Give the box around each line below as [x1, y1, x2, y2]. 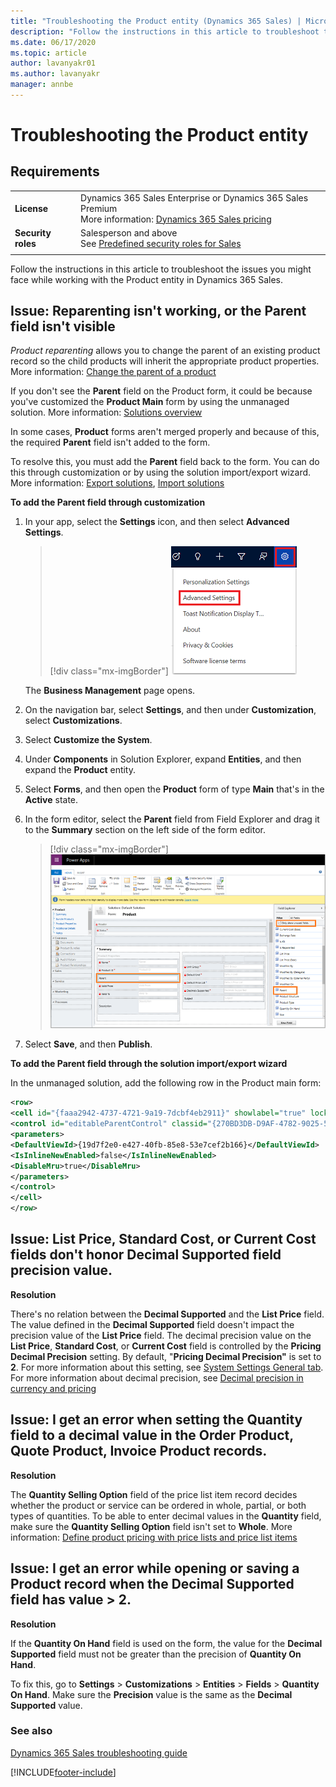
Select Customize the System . [24, 734, 153, 746]
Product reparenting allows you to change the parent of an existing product [10, 345, 321, 357]
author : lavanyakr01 [10, 58, 97, 69]
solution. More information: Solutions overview [10, 406, 203, 419]
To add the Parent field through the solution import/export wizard [10, 1058, 288, 1070]
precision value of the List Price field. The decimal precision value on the [10, 1329, 312, 1341]
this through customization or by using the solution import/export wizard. [10, 466, 312, 479]
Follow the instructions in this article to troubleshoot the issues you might [10, 263, 312, 275]
